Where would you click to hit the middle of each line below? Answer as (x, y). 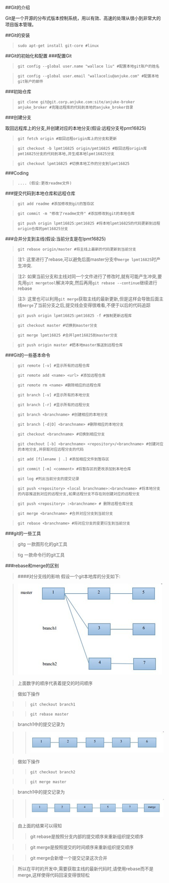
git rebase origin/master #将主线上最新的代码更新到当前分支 (77, 249)
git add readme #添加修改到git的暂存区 (56, 204)
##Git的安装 (18, 35)
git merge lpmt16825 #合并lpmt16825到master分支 (67, 335)
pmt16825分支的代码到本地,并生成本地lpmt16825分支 (66, 154)
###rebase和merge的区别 (32, 566)
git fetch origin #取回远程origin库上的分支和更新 (67, 139)
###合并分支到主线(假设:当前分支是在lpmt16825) (56, 239)
